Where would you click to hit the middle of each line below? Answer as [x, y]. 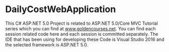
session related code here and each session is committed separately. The [82, 34]
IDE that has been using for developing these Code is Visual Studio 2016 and [85, 39]
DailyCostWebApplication [61, 9]
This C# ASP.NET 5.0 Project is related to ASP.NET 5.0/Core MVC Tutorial [81, 23]
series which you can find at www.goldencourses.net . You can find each [81, 28]
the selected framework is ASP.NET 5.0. [47, 44]
